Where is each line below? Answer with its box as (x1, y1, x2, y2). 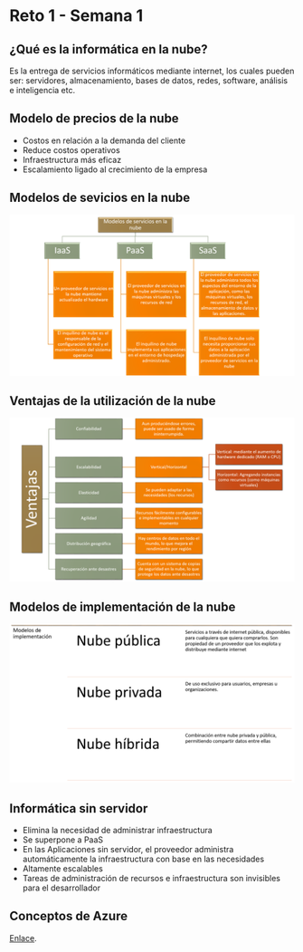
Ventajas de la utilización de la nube (9, 393, 216, 409)
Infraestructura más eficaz (22, 154, 122, 165)
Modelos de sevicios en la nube (9, 190, 191, 206)
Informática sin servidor (9, 801, 148, 816)
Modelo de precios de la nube (9, 111, 179, 127)
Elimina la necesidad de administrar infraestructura (22, 825, 213, 835)
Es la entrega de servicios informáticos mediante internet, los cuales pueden (9, 65, 295, 76)
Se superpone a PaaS (22, 834, 104, 845)
